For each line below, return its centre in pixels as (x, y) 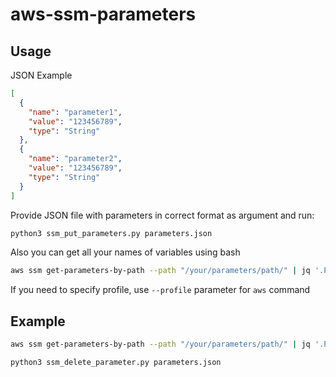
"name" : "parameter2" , (75, 159)
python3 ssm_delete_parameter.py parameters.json (116, 362)
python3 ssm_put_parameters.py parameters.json (111, 233)
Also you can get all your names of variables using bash (125, 252)
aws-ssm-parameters (103, 14)
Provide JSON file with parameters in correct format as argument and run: (162, 215)
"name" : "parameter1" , (75, 112)
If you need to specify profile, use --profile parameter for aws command (160, 290)
